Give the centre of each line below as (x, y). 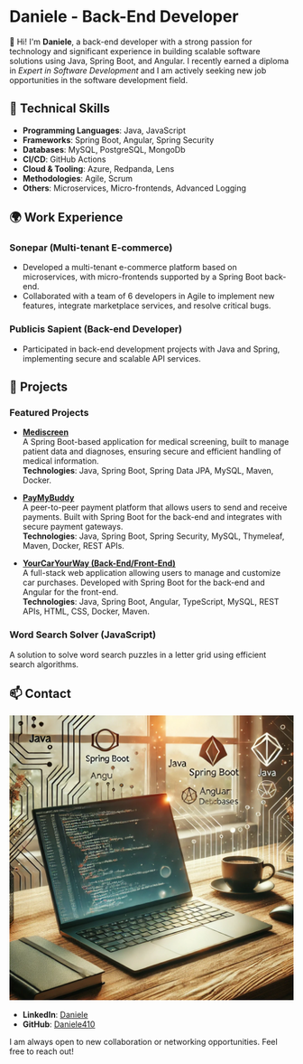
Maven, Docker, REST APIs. (73, 546)
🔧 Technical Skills (60, 109)
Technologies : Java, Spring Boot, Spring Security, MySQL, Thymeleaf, (153, 536)
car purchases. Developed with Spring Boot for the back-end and (144, 583)
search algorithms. (44, 664)
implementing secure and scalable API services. (111, 358)
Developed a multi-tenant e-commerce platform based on (129, 268)
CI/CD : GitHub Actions (64, 159)
